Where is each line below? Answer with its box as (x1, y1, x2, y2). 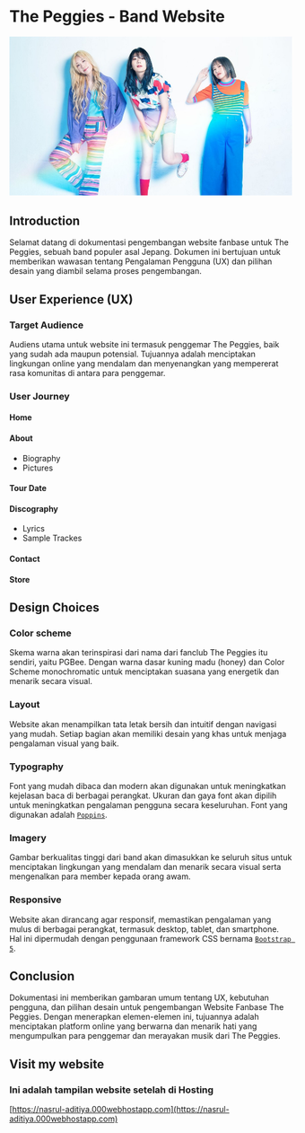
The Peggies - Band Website (9, 6, 226, 27)
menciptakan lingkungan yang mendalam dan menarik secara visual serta (9, 862, 282, 873)
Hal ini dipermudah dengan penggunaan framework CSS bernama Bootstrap (9, 933, 292, 944)
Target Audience (9, 319, 83, 331)
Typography (9, 760, 65, 773)
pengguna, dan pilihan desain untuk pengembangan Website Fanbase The (9, 1002, 284, 1013)
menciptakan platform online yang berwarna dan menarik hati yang (9, 1021, 257, 1032)
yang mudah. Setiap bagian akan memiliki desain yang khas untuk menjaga (9, 728, 287, 739)
